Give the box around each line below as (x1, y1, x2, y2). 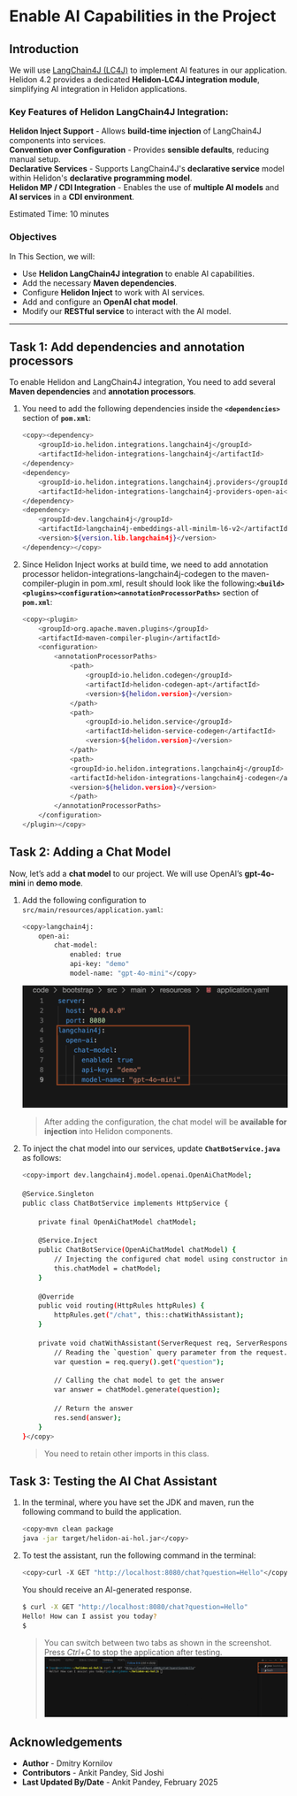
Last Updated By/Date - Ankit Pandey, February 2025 (21, 1777, 218, 1788)
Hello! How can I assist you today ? (21, 1612, 157, 1621)
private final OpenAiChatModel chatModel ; (38, 1217, 197, 1226)
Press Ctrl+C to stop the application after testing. (43, 1646, 223, 1657)
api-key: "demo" (69, 960, 130, 969)
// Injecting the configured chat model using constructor (54, 1255, 276, 1264)
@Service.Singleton (21, 1189, 95, 1198)
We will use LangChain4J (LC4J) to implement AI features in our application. (9, 65, 287, 75)
